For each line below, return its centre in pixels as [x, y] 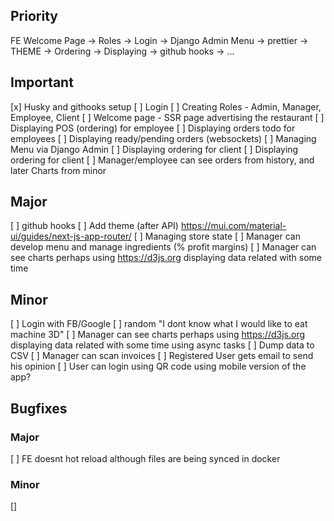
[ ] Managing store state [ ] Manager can [217, 236]
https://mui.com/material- [233, 226]
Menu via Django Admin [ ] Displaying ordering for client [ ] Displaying [154, 149]
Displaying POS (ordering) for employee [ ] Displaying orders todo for [153, 128]
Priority [34, 16]
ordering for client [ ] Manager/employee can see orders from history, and [162, 160]
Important [42, 82]
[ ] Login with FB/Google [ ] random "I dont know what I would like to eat [159, 324]
